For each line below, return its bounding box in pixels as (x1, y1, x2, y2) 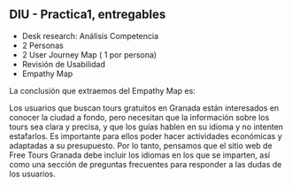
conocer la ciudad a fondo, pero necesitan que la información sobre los (9, 112, 270, 122)
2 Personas (21, 40, 64, 50)
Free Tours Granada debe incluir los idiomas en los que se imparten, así (9, 150, 271, 160)
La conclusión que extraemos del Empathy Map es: (9, 85, 196, 96)
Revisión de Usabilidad (21, 58, 106, 69)
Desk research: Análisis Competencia (21, 30, 159, 41)
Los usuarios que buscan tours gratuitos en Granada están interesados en (9, 102, 280, 113)
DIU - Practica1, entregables (9, 7, 166, 22)
